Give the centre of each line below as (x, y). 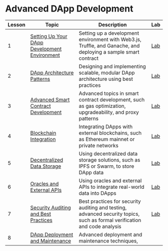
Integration (43, 139)
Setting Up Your (49, 36)
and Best (41, 214)
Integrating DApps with (106, 127)
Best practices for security (110, 201)
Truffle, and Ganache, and (109, 46)
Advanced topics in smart (109, 93)
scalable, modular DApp (107, 72)
